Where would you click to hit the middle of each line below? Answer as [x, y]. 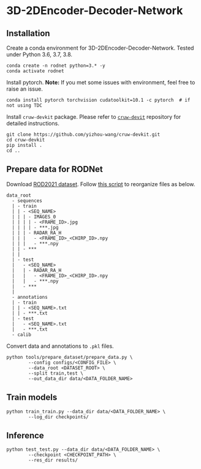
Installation [28, 33]
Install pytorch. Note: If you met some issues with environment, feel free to [101, 82]
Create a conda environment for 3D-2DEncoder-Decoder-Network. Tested [100, 48]
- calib [22, 334]
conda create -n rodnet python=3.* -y [56, 66]
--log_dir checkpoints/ [59, 417]
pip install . [25, 145]
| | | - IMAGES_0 [34, 217]
